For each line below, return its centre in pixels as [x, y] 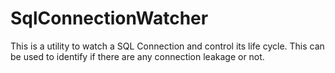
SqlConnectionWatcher [109, 18]
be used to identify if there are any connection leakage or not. [137, 56]
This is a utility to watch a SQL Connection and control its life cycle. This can [167, 46]
